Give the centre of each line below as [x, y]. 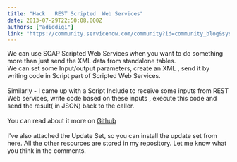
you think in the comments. [47, 151]
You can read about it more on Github [62, 121]
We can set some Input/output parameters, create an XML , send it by [109, 68]
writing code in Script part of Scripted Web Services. [84, 76]
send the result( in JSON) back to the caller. [71, 106]
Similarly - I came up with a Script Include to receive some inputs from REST [118, 91]
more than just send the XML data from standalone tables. [92, 61]
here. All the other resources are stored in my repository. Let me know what [117, 143]
